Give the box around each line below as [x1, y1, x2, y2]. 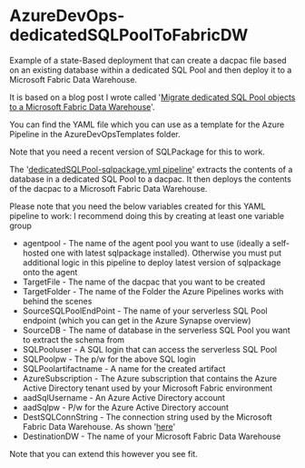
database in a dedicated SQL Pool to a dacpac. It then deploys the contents [9, 174, 292, 184]
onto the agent [22, 266, 78, 277]
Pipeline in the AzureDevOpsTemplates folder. [9, 128, 181, 139]
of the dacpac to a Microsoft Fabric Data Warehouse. [9, 183, 208, 194]
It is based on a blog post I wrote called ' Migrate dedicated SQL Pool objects [9, 92, 296, 103]
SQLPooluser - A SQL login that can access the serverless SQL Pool [22, 344, 278, 354]
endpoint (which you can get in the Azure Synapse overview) [22, 314, 251, 325]
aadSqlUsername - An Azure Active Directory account [22, 392, 225, 403]
